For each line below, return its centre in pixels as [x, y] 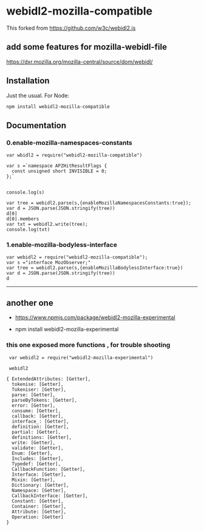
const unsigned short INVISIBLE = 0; [59, 171]
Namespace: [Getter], [39, 490]
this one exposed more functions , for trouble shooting [88, 345]
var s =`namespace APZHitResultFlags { [57, 166]
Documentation [36, 125]
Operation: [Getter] [38, 517]
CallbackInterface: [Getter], [50, 496]
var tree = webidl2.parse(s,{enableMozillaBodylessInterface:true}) [95, 268]
